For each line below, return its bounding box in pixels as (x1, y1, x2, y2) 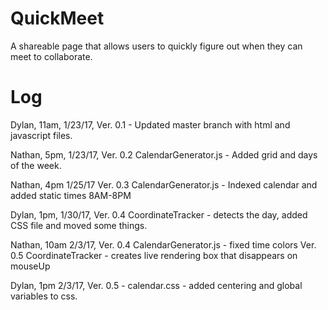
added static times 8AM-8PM (10, 189, 132, 201)
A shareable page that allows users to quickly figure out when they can (10, 40, 303, 52)
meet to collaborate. (10, 50, 93, 62)
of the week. (10, 159, 62, 171)
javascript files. (10, 129, 73, 141)
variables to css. (10, 290, 78, 302)
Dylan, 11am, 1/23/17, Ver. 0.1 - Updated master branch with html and (10, 118, 291, 131)
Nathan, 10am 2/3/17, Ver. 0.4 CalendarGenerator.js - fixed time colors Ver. (10, 238, 317, 251)
